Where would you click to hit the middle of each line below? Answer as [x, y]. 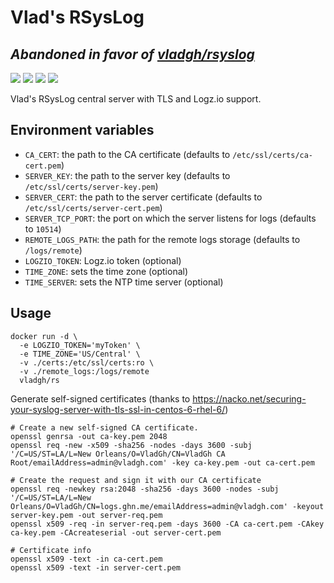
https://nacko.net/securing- [249, 398]
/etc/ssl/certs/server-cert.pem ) [93, 207]
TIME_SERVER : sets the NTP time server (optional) [124, 282]
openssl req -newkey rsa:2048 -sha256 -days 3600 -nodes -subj [145, 489]
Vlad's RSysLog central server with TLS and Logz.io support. [136, 99]
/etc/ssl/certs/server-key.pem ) [91, 186]
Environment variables [82, 130]
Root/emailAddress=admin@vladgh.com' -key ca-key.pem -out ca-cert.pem [162, 462]
